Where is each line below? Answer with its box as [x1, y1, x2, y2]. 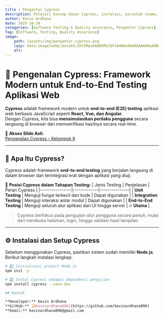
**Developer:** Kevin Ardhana [5, 299, 67, 304]
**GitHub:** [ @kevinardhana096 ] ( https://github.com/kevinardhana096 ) [5, 304, 150, 309]
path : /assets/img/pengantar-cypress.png [14, 39, 99, 44]
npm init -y [5, 268, 29, 273]
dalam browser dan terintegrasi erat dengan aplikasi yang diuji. [5, 172, 132, 178]
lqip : [14, 43, 25, 48]
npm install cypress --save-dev [5, 281, 71, 286]
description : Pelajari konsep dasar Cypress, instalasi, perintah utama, [5, 12, 159, 17]
